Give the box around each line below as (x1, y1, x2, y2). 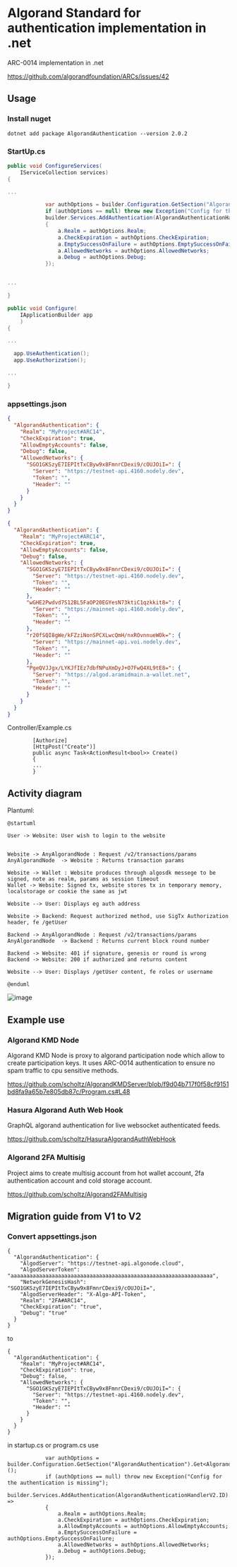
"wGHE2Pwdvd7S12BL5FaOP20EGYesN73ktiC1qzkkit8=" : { (25, 599, 181, 606)
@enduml (7, 981, 30, 988)
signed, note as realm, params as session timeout (7, 876, 159, 883)
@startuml (7, 820, 37, 827)
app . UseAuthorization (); (13, 357, 87, 364)
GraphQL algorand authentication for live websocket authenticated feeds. (7, 1121, 221, 1130)
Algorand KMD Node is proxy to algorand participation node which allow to (7, 1051, 225, 1060)
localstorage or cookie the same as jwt (7, 888, 128, 895)
